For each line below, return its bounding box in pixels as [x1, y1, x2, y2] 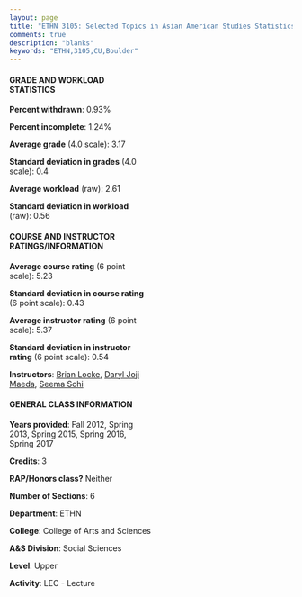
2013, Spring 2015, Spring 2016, [9, 429, 127, 439]
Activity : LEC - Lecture [9, 577, 96, 588]
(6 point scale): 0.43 [9, 297, 84, 308]
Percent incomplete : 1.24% [9, 122, 112, 132]
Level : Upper [9, 560, 58, 571]
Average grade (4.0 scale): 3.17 [9, 139, 126, 149]
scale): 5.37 [9, 324, 53, 335]
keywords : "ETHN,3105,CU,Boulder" [9, 47, 139, 56]
